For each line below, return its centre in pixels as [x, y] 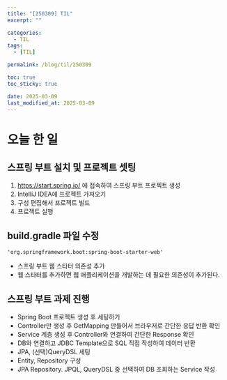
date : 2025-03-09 [32, 96]
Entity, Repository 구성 [49, 360]
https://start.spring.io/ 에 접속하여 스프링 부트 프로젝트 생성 [99, 185]
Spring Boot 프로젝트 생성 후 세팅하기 [69, 317]
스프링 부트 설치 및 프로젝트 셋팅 [72, 167]
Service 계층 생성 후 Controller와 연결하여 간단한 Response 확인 [105, 334]
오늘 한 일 [33, 139]
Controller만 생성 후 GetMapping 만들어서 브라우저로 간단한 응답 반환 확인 [119, 326]
